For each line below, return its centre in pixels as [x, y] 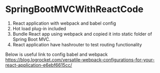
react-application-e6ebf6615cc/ [39, 65]
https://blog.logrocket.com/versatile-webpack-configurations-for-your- [80, 59]
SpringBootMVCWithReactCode [74, 9]
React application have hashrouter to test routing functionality [77, 44]
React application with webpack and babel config [64, 23]
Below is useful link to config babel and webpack [57, 54]
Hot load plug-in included [39, 28]
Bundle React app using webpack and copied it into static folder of [82, 34]
